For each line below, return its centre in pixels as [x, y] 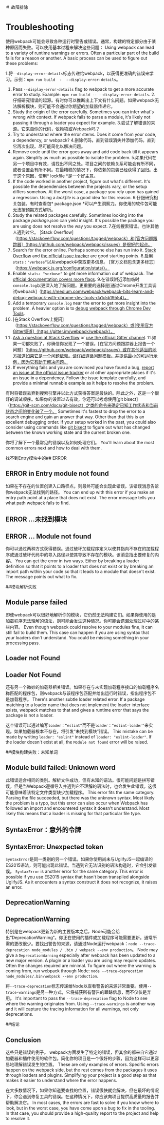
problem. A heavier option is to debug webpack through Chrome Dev [82, 308]
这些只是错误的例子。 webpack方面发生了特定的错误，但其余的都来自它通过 [82, 1052]
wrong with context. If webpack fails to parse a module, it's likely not [81, 117]
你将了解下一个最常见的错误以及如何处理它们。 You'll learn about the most [80, 442]
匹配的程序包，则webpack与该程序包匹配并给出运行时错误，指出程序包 [81, 693]
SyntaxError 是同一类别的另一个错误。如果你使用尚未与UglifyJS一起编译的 [79, 859]
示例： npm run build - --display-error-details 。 [67, 79]
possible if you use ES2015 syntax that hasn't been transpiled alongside [78, 877]
